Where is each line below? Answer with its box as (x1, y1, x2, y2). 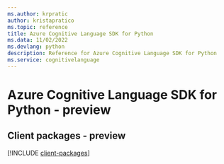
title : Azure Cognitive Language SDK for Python (7, 30, 154, 37)
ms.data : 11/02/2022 (7, 37, 69, 44)
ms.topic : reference (7, 23, 69, 30)
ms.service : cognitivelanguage (7, 57, 100, 64)
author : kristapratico (7, 17, 74, 24)
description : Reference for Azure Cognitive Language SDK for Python (7, 50, 218, 57)
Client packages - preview (7, 130, 126, 142)
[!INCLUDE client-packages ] (7, 148, 90, 157)
